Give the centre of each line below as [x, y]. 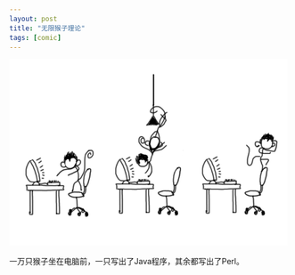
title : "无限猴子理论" [47, 28]
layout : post [33, 19]
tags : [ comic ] [36, 37]
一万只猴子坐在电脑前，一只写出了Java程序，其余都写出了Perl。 [127, 262]
